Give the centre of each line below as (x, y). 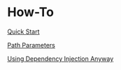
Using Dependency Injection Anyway (60, 58)
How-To (31, 12)
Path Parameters (31, 45)
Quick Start (23, 31)
